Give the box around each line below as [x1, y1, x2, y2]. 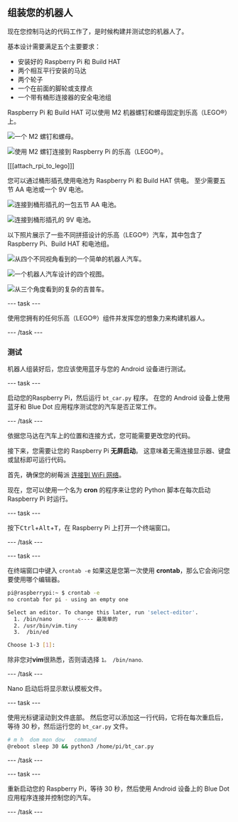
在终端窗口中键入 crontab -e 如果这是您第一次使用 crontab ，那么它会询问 [7, 566, 224, 575]
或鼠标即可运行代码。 [7, 455, 70, 464]
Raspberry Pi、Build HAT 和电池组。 [7, 239, 114, 248]
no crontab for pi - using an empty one [7, 595, 129, 603]
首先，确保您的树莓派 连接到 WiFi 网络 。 [7, 471, 126, 479]
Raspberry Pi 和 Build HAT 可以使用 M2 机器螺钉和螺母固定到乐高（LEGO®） [7, 108, 231, 116]
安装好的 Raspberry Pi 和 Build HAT [17, 57, 121, 66]
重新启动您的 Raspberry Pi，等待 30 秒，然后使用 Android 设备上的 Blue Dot [7, 784, 229, 793]
